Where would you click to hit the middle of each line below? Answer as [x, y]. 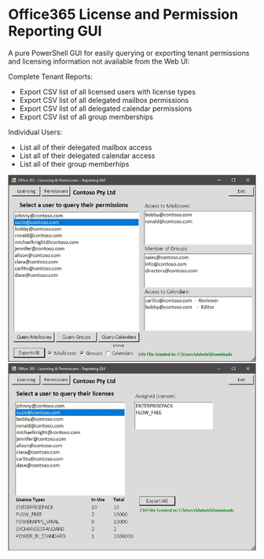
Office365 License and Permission [123, 15]
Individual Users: [35, 132]
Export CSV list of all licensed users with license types [108, 91]
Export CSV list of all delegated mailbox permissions [104, 100]
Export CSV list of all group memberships [86, 116]
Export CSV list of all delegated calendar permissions [106, 108]
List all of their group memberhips [74, 164]
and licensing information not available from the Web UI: [99, 61]
